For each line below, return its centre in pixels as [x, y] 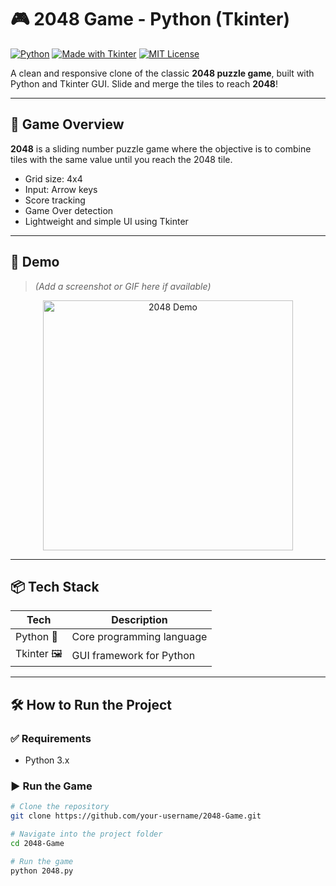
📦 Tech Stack [55, 586]
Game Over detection [69, 210]
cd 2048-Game [37, 843]
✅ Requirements [51, 738]
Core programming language [139, 637]
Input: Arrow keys [61, 189]
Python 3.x [47, 760]
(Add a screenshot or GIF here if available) [123, 286]
